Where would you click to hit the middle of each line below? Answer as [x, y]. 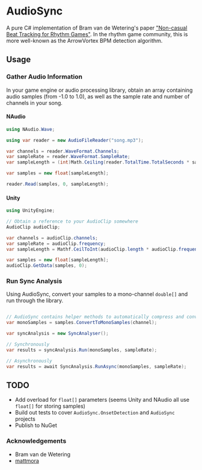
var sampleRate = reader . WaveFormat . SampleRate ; [68, 157]
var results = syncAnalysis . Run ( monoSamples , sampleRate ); [82, 350]
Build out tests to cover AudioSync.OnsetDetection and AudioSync [95, 413]
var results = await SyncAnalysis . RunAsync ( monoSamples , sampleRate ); [96, 366]
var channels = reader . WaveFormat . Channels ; [63, 151]
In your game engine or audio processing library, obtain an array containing [99, 90]
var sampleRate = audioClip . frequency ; [56, 243]
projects [25, 419]
